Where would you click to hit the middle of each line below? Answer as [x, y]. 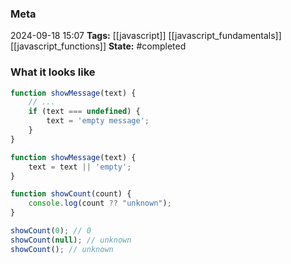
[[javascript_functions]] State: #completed [98, 46]
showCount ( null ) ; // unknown [71, 240]
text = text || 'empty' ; [80, 167]
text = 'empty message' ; [98, 121]
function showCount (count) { [71, 194]
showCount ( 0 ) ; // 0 [51, 231]
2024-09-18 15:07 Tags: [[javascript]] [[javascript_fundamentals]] [146, 36]
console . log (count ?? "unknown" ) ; [100, 203]
